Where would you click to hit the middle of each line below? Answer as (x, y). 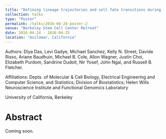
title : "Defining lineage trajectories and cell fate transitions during (83, 10)
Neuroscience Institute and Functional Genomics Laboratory (67, 87)
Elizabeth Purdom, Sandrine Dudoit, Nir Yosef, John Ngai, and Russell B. (79, 62)
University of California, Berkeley (39, 97)
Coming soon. (19, 131)
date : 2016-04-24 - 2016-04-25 (38, 33)
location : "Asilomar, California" (41, 38)
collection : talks (24, 14)
